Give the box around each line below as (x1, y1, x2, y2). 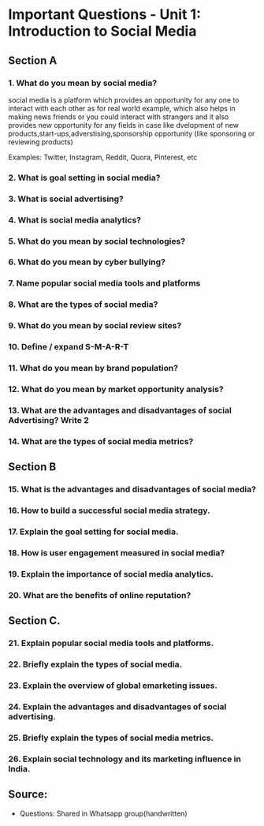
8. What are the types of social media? (8, 299, 158, 310)
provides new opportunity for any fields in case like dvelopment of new (8, 120, 239, 129)
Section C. (8, 614, 61, 628)
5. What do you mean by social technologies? (8, 235, 186, 246)
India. (8, 763, 31, 774)
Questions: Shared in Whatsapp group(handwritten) (19, 809, 188, 818)
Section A (8, 54, 58, 67)
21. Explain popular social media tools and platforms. (8, 637, 214, 648)
